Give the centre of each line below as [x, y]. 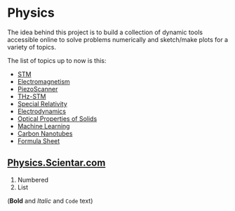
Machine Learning [43, 126]
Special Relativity [42, 103]
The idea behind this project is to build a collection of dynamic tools [105, 32]
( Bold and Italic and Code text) [50, 201]
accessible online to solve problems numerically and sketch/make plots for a [118, 39]
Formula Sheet [39, 140]
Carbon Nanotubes [45, 133]
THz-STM [32, 96]
